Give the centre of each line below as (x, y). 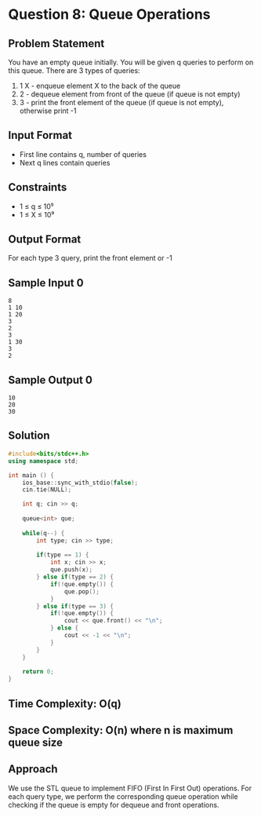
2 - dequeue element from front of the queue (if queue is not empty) (130, 94)
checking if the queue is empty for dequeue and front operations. (114, 804)
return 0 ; (38, 672)
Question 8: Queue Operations (109, 15)
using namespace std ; (43, 461)
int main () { (31, 475)
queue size (35, 742)
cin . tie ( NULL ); (47, 490)
